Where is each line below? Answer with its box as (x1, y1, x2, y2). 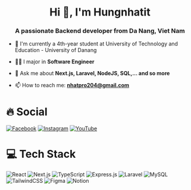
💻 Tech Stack (6, 147, 76, 161)
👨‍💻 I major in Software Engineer (14, 58, 95, 65)
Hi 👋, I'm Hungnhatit (49, 5, 151, 19)
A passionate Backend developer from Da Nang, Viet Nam (14, 27, 186, 35)
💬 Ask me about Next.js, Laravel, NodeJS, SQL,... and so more (14, 70, 170, 77)
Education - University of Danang (14, 47, 97, 54)
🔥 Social (6, 105, 48, 118)
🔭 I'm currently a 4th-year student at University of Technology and (14, 40, 179, 47)
